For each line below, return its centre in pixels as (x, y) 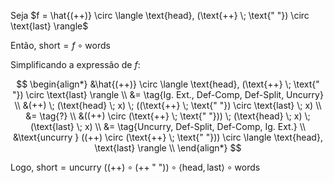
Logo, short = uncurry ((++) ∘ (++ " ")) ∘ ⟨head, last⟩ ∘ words (135, 167)
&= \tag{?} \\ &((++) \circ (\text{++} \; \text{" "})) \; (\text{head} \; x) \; (168, 116)
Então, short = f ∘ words (60, 45)
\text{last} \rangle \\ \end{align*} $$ (168, 148)
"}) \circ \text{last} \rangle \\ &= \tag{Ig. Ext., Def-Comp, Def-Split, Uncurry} (168, 94)
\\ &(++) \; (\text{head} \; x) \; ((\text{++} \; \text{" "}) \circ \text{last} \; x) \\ (168, 105)
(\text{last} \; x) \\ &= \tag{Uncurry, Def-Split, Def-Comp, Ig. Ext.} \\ (168, 126)
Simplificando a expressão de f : (75, 64)
